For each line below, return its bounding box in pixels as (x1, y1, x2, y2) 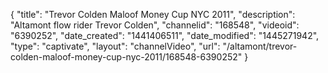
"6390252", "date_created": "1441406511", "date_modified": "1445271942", (10, 30, 320, 41)
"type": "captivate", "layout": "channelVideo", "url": (10, 40, 221, 52)
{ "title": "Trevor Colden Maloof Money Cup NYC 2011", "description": (10, 9, 296, 20)
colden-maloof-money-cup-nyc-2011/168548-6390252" (10, 51, 243, 63)
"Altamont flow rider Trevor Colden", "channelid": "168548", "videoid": (10, 19, 300, 31)
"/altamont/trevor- (222, 40, 298, 52)
